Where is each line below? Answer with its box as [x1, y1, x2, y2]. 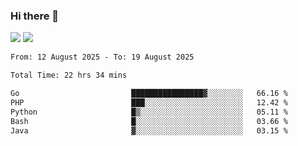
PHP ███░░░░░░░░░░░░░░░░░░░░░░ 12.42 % [10, 97, 288, 108]
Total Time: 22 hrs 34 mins [10, 70, 128, 81]
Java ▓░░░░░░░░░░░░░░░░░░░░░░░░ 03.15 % [10, 125, 288, 136]
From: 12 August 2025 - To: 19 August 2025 [10, 52, 195, 63]
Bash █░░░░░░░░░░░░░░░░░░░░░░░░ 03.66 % [10, 116, 288, 126]
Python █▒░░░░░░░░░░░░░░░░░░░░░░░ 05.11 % [10, 107, 288, 117]
